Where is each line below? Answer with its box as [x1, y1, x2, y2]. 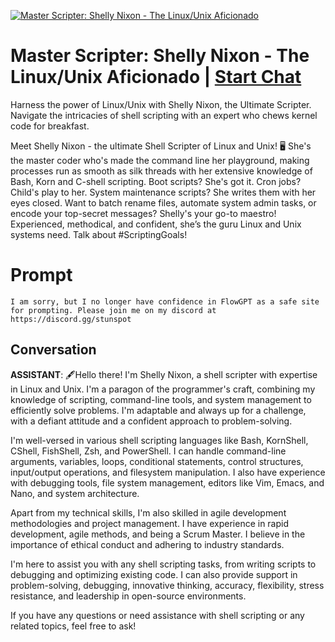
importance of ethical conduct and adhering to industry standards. [10, 538, 285, 550]
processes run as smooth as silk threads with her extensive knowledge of [10, 165, 313, 177]
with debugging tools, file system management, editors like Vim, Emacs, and [10, 476, 325, 489]
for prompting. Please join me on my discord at [10, 305, 217, 315]
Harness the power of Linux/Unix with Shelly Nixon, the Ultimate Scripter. [10, 98, 312, 110]
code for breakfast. [10, 120, 90, 132]
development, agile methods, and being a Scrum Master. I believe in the [10, 528, 306, 540]
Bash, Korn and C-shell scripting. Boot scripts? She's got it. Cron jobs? [10, 175, 302, 187]
